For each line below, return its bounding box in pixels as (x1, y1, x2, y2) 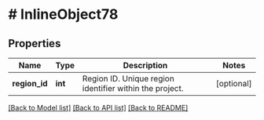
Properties (8, 37, 61, 50)
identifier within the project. (82, 83, 184, 93)
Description (123, 60, 168, 71)
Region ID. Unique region (82, 73, 174, 84)
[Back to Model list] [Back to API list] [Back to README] (8, 104, 189, 112)
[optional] (215, 78, 252, 89)
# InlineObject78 (8, 5, 119, 24)
